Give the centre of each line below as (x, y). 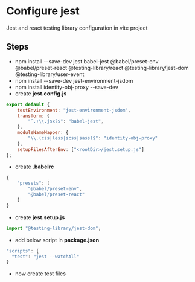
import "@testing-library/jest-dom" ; (54, 228)
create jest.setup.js (40, 217)
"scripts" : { (23, 251)
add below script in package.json (57, 240)
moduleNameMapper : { (43, 133)
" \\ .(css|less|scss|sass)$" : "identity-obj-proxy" (93, 138)
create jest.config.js (41, 93)
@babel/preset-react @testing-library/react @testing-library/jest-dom (102, 68)
